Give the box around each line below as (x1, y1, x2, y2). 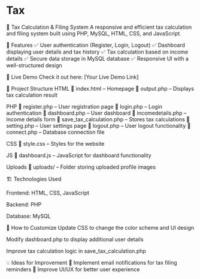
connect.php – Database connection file (6, 128, 105, 136)
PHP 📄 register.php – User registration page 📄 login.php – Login (6, 103, 163, 110)
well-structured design (6, 61, 63, 69)
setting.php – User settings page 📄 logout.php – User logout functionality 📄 (6, 122, 191, 129)
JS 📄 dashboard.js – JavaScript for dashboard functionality (6, 151, 151, 159)
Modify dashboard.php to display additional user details (6, 235, 144, 243)
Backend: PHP (6, 200, 42, 208)
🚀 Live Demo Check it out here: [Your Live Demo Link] (6, 73, 139, 80)
